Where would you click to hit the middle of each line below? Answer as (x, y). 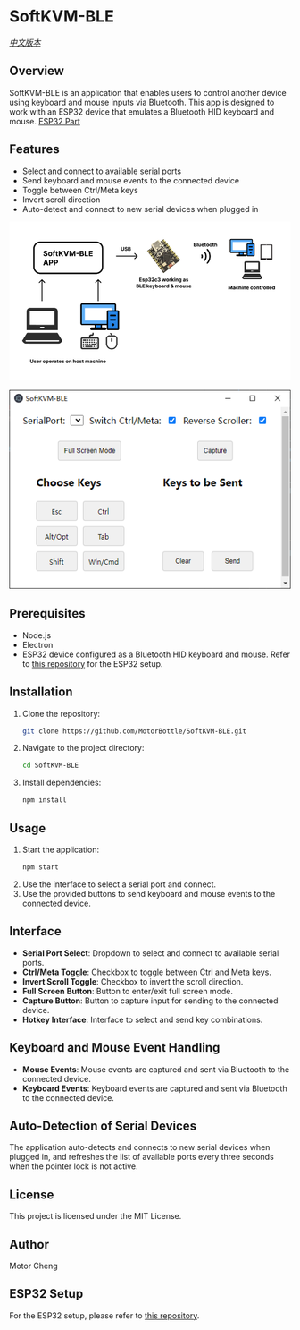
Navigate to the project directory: (83, 748)
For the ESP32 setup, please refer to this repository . (104, 1315)
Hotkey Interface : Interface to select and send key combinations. (142, 1019)
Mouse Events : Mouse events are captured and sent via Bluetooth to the (156, 1069)
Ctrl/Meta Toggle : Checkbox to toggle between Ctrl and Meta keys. (147, 972)
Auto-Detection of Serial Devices (103, 1125)
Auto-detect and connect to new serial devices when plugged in (140, 209)
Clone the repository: (61, 713)
